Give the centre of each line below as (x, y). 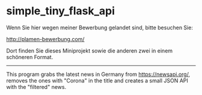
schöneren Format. (30, 57)
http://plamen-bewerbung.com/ (45, 39)
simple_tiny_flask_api (61, 11)
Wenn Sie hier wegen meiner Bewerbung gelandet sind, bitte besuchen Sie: (100, 27)
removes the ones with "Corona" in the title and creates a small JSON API (97, 80)
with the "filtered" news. (36, 87)
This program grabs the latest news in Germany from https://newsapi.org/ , (98, 74)
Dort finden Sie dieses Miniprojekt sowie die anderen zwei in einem (90, 50)
